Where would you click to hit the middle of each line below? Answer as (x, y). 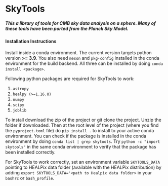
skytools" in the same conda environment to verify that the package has (81, 146)
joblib (19, 110)
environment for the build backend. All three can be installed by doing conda (84, 63)
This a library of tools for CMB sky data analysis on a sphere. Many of (80, 23)
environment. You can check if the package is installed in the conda (76, 136)
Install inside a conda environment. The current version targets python (78, 52)
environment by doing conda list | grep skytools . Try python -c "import (83, 141)
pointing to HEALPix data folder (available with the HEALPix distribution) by (83, 167)
